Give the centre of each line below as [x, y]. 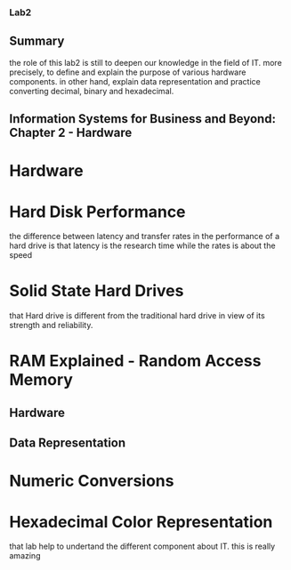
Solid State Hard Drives [97, 291]
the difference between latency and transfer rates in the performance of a [145, 237]
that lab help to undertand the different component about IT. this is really [142, 546]
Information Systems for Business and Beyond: [142, 119]
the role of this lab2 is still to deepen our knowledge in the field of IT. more [145, 62]
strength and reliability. [51, 325]
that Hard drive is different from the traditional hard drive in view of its [137, 316]
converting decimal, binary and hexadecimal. [92, 91]
